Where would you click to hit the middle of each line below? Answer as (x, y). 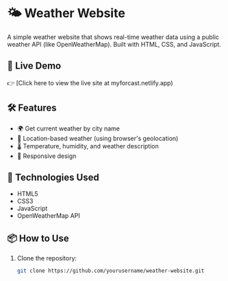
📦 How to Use (38, 238)
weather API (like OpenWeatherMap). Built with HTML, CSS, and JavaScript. (114, 44)
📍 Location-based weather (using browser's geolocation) (98, 138)
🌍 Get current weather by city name (68, 128)
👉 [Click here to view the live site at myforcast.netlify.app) (90, 82)
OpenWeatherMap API (48, 216)
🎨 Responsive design (47, 156)
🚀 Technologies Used (53, 177)
